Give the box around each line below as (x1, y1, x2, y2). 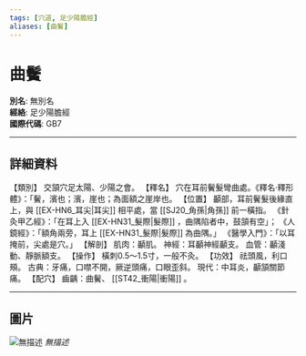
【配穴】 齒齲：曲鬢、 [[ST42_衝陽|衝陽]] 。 (26, 273, 192, 284)
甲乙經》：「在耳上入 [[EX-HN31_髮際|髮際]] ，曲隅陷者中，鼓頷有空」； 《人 (16, 216, 296, 228)
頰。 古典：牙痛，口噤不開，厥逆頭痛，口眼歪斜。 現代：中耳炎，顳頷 (9, 261, 270, 273)
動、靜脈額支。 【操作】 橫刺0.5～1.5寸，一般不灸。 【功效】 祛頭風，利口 (9, 250, 289, 261)
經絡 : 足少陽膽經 (9, 107, 70, 118)
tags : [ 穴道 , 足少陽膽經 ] (9, 13, 98, 23)
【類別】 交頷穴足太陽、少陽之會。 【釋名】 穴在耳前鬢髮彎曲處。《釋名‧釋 (9, 182, 286, 193)
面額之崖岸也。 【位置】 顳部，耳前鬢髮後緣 (120, 193, 285, 205)
